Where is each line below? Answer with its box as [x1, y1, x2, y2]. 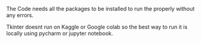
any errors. [6, 12, 34, 19]
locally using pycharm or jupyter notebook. [6, 30, 113, 37]
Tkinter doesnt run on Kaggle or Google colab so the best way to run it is [6, 24, 188, 30]
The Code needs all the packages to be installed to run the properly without [6, 5, 195, 12]
